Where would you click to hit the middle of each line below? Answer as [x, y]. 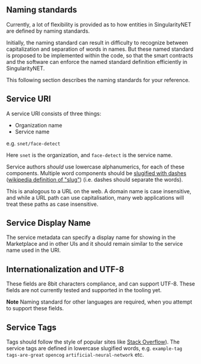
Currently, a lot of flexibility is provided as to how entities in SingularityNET [99, 24]
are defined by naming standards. [48, 31]
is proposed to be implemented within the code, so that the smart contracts [100, 55]
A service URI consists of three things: [54, 113]
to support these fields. [35, 308]
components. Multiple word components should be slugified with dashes [96, 173]
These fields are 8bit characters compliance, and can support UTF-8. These [101, 284]
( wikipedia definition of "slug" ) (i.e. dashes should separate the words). [95, 179]
